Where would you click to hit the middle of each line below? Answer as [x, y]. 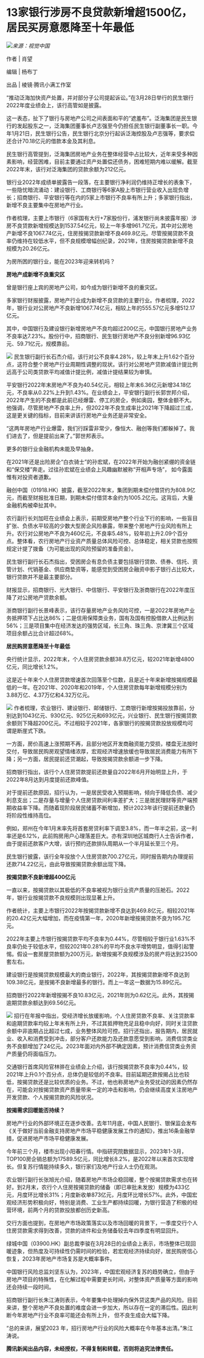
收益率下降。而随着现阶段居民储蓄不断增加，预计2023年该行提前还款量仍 [103, 808]
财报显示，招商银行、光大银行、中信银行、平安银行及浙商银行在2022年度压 [101, 589]
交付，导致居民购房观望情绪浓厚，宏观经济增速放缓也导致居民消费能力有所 [99, 751]
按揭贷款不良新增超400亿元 [41, 877]
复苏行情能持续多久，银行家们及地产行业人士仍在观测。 [91, 1166]
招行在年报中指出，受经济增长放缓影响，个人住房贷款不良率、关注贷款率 [104, 1015]
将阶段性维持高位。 [30, 815]
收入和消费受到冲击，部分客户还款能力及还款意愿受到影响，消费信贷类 [104, 1038]
